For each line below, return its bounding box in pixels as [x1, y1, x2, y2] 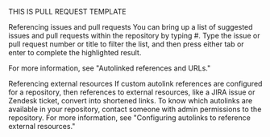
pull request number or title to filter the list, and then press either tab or [8, 39, 244, 49]
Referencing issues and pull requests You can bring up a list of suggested [8, 22, 253, 31]
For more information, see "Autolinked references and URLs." [8, 63, 211, 73]
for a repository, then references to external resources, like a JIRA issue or [8, 87, 255, 97]
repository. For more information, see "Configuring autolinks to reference [8, 113, 251, 123]
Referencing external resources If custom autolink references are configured [8, 79, 263, 88]
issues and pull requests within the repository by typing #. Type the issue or [8, 31, 260, 40]
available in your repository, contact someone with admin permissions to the [8, 104, 262, 114]
